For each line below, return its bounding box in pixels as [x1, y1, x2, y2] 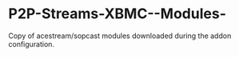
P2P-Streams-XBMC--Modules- [8, 5, 226, 23]
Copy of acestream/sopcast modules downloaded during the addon [8, 31, 232, 40]
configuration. [8, 39, 54, 48]
